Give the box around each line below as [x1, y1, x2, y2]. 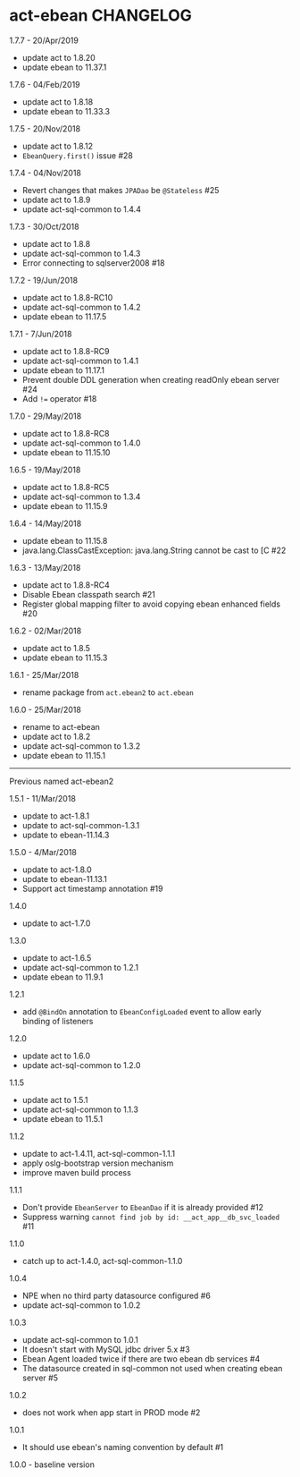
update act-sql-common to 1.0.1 [21, 1334, 138, 1345]
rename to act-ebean [21, 721, 101, 732]
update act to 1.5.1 [21, 1094, 88, 1105]
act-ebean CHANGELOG [9, 5, 192, 26]
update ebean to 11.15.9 [21, 500, 108, 511]
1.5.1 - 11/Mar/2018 [9, 793, 76, 803]
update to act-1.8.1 [21, 811, 90, 821]
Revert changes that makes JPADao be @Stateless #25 [21, 184, 220, 195]
